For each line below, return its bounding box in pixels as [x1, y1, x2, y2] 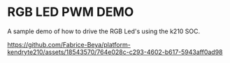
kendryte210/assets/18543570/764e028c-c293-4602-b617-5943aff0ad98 [7, 48, 223, 56]
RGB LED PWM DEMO [7, 4, 134, 20]
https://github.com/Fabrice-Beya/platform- [7, 40, 131, 48]
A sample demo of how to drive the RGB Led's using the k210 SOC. [7, 27, 201, 35]
